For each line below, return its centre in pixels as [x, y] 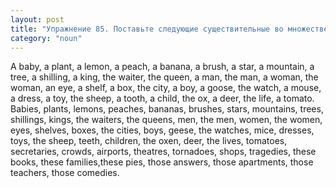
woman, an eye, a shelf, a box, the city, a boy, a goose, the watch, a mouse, [166, 88]
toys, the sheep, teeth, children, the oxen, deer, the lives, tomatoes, [149, 141]
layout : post [37, 19]
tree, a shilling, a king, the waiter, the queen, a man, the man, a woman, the [164, 77]
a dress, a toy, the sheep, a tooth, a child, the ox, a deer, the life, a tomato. [162, 98]
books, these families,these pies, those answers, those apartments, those [162, 162]
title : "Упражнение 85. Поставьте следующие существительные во [147, 29]
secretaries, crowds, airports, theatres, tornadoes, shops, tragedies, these [163, 152]
